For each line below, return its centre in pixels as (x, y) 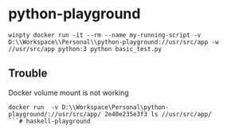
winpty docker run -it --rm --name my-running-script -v (105, 35)
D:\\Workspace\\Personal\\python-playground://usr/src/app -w (113, 42)
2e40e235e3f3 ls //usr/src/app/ (159, 114)
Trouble (28, 74)
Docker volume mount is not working (68, 92)
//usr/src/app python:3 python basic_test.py (85, 49)
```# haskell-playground (49, 121)
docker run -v (33, 107)
